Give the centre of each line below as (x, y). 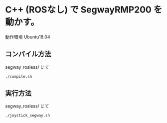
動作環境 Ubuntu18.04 (28, 37)
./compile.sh (19, 76)
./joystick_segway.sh (28, 116)
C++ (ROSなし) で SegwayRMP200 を (84, 10)
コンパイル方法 (28, 54)
